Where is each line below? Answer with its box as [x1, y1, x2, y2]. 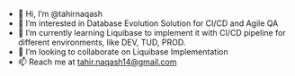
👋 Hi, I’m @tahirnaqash [17, 9, 103, 19]
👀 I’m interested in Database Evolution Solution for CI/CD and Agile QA [17, 18, 279, 29]
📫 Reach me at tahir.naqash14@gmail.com [17, 56, 177, 67]
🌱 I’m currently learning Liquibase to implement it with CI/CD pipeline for [17, 28, 286, 38]
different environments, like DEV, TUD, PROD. [17, 37, 186, 47]
